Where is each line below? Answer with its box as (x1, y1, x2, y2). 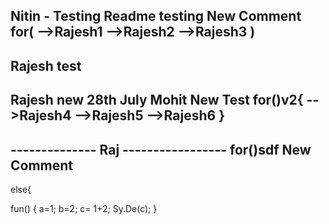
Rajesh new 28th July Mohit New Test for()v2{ (10, 92, 304, 109)
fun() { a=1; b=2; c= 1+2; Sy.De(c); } (10, 202, 158, 214)
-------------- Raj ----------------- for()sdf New (10, 141, 312, 158)
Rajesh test (10, 57, 82, 74)
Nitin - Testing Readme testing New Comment (10, 8, 302, 25)
